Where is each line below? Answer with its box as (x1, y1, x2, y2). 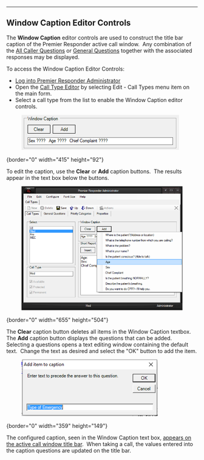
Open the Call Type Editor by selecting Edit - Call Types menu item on (15, 83, 190, 91)
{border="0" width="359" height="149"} (6, 422, 108, 430)
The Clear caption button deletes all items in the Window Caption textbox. (6, 328, 191, 335)
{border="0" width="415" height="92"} (6, 156, 104, 163)
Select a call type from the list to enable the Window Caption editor (15, 96, 183, 103)
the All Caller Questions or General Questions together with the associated (6, 47, 192, 54)
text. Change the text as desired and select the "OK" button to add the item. (6, 348, 197, 355)
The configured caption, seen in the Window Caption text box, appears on (6, 434, 192, 441)
